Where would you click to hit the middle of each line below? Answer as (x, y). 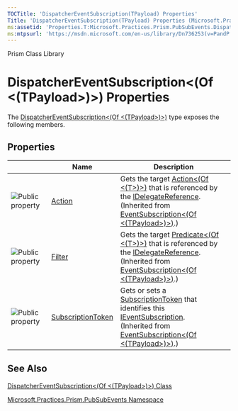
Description (174, 167)
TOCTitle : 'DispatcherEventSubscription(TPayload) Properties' (103, 14)
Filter (60, 257)
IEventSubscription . (153, 317)
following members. (36, 125)
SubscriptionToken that (159, 299)
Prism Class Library (36, 54)
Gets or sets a (143, 290)
